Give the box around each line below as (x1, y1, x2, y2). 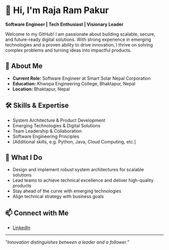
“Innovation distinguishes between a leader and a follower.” (5, 239, 129, 245)
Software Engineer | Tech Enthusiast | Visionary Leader (5, 21, 124, 27)
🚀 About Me (5, 62, 43, 70)
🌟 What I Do (5, 153, 43, 162)
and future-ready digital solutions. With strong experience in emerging (5, 36, 151, 42)
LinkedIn (12, 225, 31, 231)
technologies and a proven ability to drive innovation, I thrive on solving (5, 41, 153, 47)
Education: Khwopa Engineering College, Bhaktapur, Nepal (12, 80, 136, 86)
